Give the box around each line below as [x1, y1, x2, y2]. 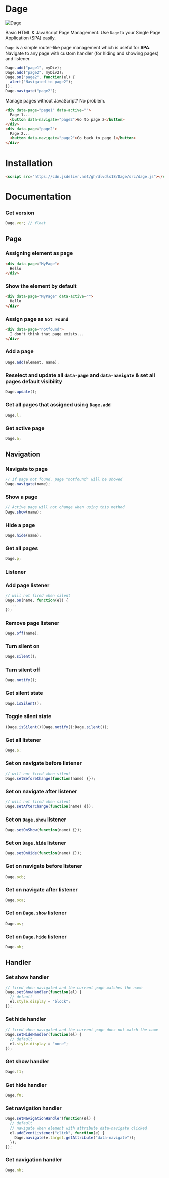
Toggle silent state [5, 713, 52, 720]
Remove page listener [5, 619, 60, 626]
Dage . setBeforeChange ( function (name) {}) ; [5, 776, 96, 781]
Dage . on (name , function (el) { [5, 598, 69, 603]
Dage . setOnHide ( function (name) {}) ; [5, 851, 82, 856]
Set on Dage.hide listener [5, 839, 66, 846]
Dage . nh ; [5, 1167, 24, 1173]
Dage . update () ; [5, 389, 37, 394]
